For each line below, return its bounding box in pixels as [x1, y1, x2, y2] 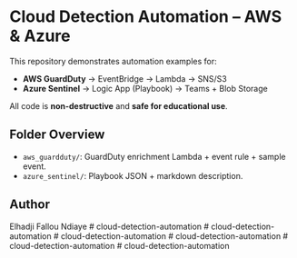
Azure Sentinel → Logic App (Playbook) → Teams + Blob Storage [22, 83, 268, 94]
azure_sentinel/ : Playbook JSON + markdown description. [22, 170, 243, 181]
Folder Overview [9, 127, 105, 143]
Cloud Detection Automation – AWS [9, 6, 282, 27]
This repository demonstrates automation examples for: [9, 55, 218, 66]
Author [9, 197, 50, 213]
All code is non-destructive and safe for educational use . [9, 100, 229, 111]
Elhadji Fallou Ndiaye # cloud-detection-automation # [9, 221, 210, 232]
